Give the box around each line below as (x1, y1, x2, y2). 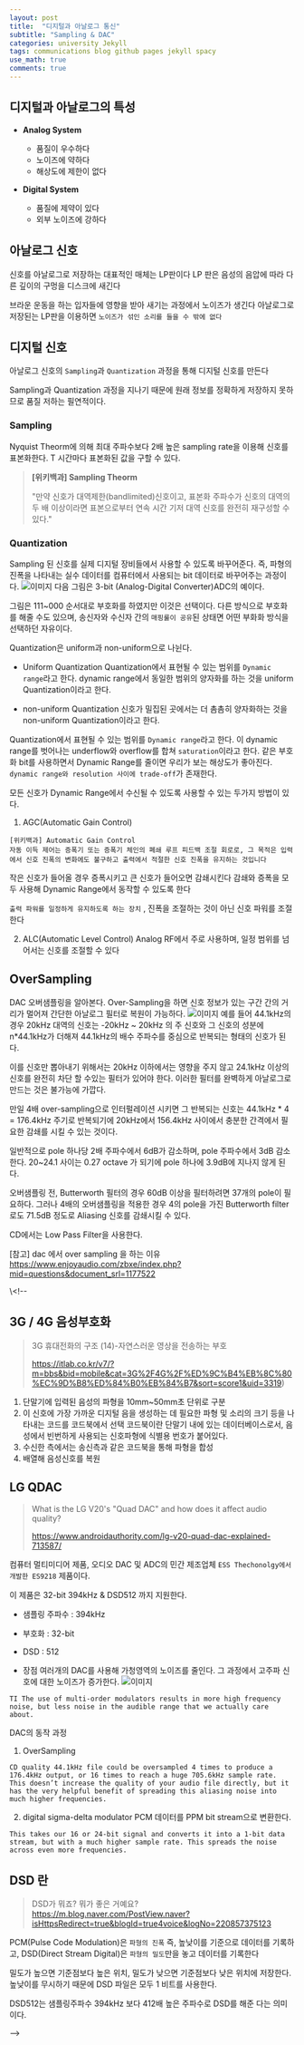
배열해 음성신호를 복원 (22, 1452, 101, 1464)
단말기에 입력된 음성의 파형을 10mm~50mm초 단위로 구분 (22, 1396, 226, 1407)
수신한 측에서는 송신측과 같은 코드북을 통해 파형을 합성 (22, 1441, 214, 1452)
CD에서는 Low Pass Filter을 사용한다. (9, 1229, 143, 1240)
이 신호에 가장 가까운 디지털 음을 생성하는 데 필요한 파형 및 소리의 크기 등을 (22, 1407, 286, 1419)
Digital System (22, 183, 80, 195)
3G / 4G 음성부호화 (9, 1314, 111, 1330)
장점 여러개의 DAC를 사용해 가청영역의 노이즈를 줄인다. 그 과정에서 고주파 (22, 1665, 280, 1676)
